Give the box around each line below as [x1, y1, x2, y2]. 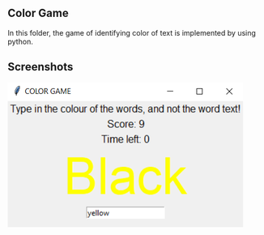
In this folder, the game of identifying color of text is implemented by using [7, 28, 257, 37]
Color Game [7, 6, 70, 20]
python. [7, 36, 33, 46]
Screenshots [7, 60, 74, 74]
